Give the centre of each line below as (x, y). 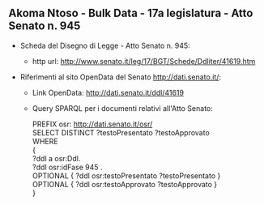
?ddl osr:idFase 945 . (67, 167)
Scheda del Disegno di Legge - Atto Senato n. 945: (105, 45)
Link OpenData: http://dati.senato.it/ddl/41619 (108, 92)
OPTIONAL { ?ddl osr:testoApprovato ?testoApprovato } (125, 184)
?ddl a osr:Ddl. (56, 158)
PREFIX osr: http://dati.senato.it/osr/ (92, 124)
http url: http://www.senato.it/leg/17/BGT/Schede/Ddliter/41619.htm (144, 61)
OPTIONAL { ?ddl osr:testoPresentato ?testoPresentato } (126, 175)
